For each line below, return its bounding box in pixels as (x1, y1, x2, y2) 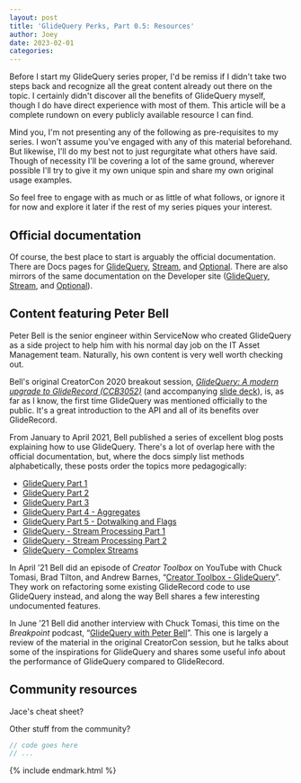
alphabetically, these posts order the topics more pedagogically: (9, 460, 247, 471)
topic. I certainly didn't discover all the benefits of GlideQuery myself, (9, 91, 266, 102)
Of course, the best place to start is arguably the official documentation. (9, 251, 276, 262)
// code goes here (9, 741, 78, 750)
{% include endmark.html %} (9, 765, 117, 776)
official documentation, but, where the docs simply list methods (9, 450, 245, 461)
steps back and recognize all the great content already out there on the (9, 81, 272, 92)
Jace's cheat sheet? (9, 706, 84, 716)
